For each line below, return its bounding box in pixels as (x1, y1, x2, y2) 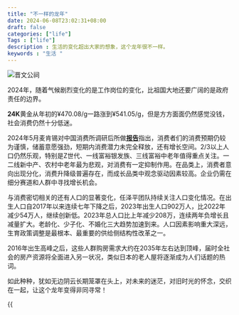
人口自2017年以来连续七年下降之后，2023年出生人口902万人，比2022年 (13, 202, 226, 210)
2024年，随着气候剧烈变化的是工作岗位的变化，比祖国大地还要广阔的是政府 (7, 85, 229, 94)
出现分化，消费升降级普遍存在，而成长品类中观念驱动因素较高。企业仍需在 (13, 169, 232, 178)
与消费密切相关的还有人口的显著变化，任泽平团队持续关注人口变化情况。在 (7, 193, 225, 201)
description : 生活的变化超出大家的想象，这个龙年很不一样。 (7, 43, 169, 50)
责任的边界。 (7, 94, 45, 103)
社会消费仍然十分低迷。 (7, 118, 76, 127)
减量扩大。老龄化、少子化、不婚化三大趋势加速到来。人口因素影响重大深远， (7, 220, 232, 228)
